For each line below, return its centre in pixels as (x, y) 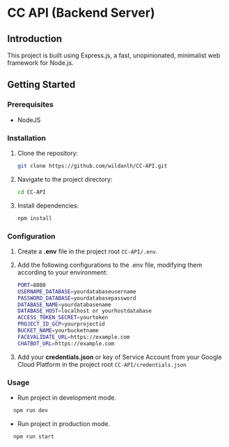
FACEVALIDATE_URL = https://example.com (73, 337)
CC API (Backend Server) (81, 13)
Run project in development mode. (67, 397)
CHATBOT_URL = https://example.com (66, 344)
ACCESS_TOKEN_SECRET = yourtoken (63, 318)
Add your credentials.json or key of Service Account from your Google (120, 357)
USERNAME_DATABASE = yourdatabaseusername (77, 291)
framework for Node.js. (41, 63)
